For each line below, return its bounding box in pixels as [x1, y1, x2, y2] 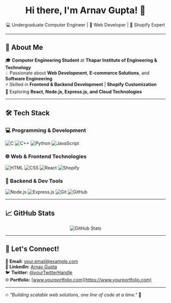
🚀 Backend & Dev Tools [5, 177, 63, 184]
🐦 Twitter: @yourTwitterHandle [5, 269, 73, 276]
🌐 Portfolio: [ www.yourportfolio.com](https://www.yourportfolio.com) [5, 277, 152, 283]
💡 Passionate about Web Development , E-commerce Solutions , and [5, 70, 150, 76]
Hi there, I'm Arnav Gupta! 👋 [25, 5, 146, 16]
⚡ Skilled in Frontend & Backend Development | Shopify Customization [5, 81, 157, 87]
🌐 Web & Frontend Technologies [5, 153, 87, 160]
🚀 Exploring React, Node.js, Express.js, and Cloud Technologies [5, 89, 142, 95]
